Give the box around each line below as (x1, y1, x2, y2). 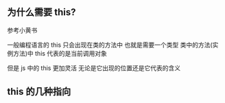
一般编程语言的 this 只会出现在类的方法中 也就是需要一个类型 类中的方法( (7, 41, 213, 49)
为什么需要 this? (7, 6, 76, 19)
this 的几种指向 (7, 86, 71, 98)
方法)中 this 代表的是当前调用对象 (12, 49, 108, 57)
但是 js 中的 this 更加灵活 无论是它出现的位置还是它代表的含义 (7, 64, 181, 72)
